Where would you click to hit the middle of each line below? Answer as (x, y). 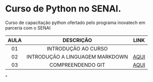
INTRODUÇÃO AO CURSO (77, 48)
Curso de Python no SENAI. (63, 9)
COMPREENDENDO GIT (77, 64)
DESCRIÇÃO (77, 40)
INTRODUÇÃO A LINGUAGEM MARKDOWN (77, 56)
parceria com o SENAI (28, 27)
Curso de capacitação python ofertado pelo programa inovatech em (75, 22)
